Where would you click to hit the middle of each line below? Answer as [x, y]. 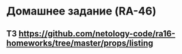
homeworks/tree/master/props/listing [80, 43]
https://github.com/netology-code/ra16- [97, 34]
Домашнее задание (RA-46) [81, 11]
